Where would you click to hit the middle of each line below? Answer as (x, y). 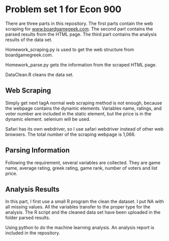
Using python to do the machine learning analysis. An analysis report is (80, 228)
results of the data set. (29, 40)
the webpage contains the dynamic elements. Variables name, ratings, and (83, 108)
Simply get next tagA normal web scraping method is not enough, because (84, 103)
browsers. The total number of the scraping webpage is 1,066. (71, 134)
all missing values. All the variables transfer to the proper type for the (78, 207)
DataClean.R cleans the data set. (39, 74)
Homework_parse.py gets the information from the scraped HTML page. (81, 65)
